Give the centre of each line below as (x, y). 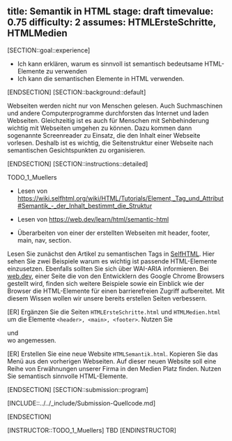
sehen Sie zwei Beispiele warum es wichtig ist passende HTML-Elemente (112, 261)
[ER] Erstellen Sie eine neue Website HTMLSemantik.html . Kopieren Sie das (113, 354)
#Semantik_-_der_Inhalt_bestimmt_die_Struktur (85, 205)
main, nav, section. (44, 240)
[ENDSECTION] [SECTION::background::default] (77, 92)
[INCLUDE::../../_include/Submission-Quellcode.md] (81, 403)
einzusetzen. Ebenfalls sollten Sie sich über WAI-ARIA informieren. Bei (108, 268)
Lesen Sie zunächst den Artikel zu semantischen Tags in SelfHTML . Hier (111, 254)
